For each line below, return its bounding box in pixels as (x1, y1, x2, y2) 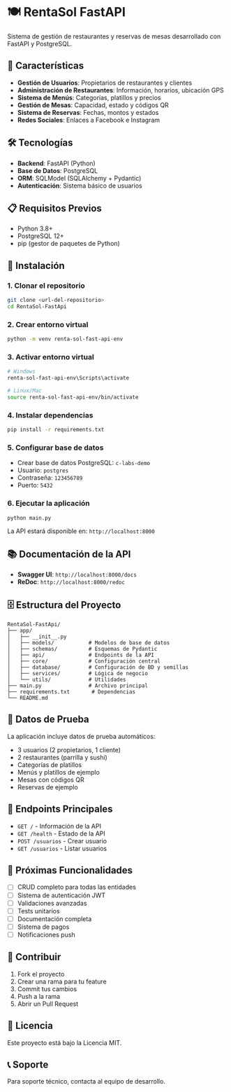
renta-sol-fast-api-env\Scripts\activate (7, 375, 130, 382)
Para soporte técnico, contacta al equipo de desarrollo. (7, 1077, 166, 1086)
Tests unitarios (17, 906, 61, 915)
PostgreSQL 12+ (17, 232, 64, 240)
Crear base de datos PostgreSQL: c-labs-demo (17, 459, 150, 467)
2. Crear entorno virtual (7, 319, 89, 329)
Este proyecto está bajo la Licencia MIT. (7, 1038, 122, 1046)
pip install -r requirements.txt (7, 427, 105, 434)
